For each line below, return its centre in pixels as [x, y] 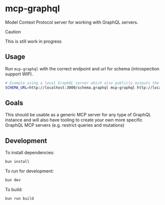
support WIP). [19, 74]
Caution [13, 32]
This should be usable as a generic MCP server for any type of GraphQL [78, 115]
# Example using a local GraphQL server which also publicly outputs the [82, 83]
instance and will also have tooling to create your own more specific [74, 120]
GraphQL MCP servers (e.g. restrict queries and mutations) [65, 125]
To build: [14, 189]
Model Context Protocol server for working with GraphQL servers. [72, 22]
